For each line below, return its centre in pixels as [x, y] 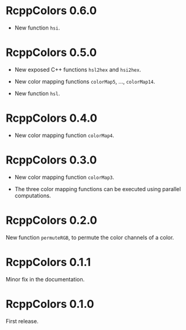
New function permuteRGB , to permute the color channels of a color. [90, 237]
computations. [33, 195]
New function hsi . [37, 28]
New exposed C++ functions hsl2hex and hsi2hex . [78, 69]
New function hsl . [37, 93]
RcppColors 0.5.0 [51, 53]
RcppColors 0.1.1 [48, 262]
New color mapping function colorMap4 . [64, 135]
